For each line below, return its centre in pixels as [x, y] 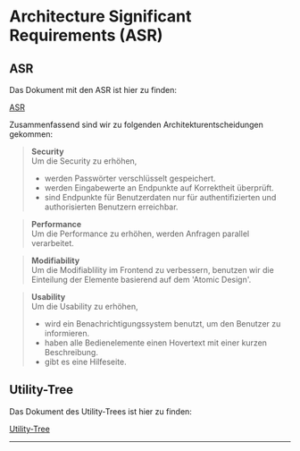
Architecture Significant [100, 17]
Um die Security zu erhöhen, [84, 161]
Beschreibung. [71, 352]
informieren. [67, 333]
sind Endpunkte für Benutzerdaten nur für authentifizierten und [160, 197]
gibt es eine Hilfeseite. [85, 362]
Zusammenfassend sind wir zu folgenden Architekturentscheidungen [136, 124]
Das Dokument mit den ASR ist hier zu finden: [93, 90]
